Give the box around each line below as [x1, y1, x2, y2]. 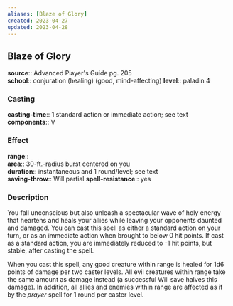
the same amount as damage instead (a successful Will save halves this [7, 275, 218, 284]
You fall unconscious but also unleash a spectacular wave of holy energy [7, 209, 222, 217]
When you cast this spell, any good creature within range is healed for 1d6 [7, 260, 224, 269]
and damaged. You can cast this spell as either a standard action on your [7, 223, 221, 232]
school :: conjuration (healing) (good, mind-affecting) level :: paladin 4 [7, 76, 211, 85]
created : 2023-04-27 [7, 17, 69, 24]
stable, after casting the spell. [7, 246, 94, 255]
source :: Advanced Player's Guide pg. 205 [7, 69, 133, 78]
